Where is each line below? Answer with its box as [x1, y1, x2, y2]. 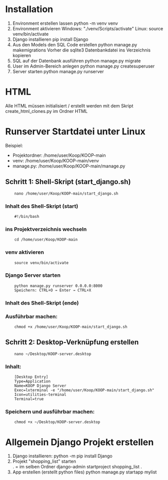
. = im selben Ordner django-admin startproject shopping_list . [12, 464, 142, 470]
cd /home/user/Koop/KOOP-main [14, 237, 78, 243]
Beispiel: [5, 142, 23, 148]
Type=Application [14, 379, 51, 384]
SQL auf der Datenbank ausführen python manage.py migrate [12, 57, 141, 64]
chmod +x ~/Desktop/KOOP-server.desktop [14, 419, 100, 425]
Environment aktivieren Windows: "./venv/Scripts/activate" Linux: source [12, 25, 163, 31]
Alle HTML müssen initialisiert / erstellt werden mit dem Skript [5, 102, 134, 109]
